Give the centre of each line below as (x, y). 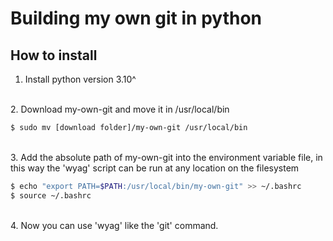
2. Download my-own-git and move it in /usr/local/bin (120, 109)
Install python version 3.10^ (80, 79)
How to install (54, 55)
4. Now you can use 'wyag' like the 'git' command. (114, 225)
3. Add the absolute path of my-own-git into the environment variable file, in (166, 157)
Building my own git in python (136, 18)
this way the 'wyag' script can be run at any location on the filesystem (155, 168)
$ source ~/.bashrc (51, 195)
